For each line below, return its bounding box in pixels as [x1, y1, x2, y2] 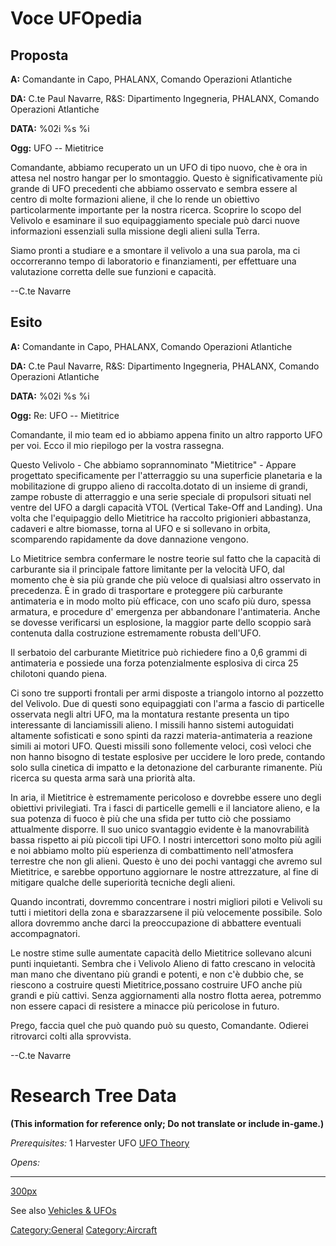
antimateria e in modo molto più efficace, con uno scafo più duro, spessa [10, 595, 312, 607]
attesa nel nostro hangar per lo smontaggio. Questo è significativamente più [10, 172, 323, 184]
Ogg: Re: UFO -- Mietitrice [10, 409, 120, 421]
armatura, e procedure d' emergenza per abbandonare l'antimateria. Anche [10, 605, 321, 617]
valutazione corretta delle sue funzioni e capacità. [10, 266, 217, 277]
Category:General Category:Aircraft [10, 1223, 158, 1236]
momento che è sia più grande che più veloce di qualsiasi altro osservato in [10, 573, 321, 586]
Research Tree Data [10, 1085, 177, 1107]
